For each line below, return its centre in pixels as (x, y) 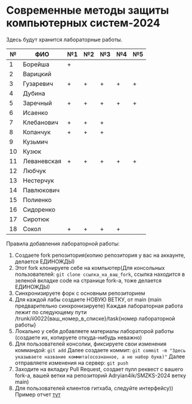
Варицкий (37, 74)
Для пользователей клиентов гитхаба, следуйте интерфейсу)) (94, 388)
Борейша (36, 64)
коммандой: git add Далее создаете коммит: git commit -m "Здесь (100, 350)
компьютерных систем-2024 (83, 23)
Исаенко (35, 113)
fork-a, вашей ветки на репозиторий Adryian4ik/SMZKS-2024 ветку (100, 375)
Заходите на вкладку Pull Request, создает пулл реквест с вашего (99, 369)
